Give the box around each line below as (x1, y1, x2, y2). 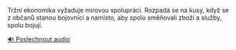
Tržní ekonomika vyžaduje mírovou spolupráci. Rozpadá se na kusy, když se (7, 6, 230, 14)
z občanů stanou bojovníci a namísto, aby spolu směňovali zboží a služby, (7, 13, 223, 22)
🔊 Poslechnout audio (7, 35, 71, 43)
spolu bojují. (7, 21, 43, 29)
